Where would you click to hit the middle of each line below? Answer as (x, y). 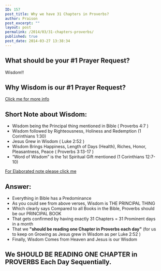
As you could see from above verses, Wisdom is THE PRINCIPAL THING (84, 203)
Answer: (18, 187)
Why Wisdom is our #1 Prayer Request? (66, 87)
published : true (21, 37)
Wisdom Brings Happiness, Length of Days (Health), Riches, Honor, (79, 147)
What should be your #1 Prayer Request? (67, 61)
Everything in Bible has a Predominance (52, 198)
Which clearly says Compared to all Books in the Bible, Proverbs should (83, 208)
